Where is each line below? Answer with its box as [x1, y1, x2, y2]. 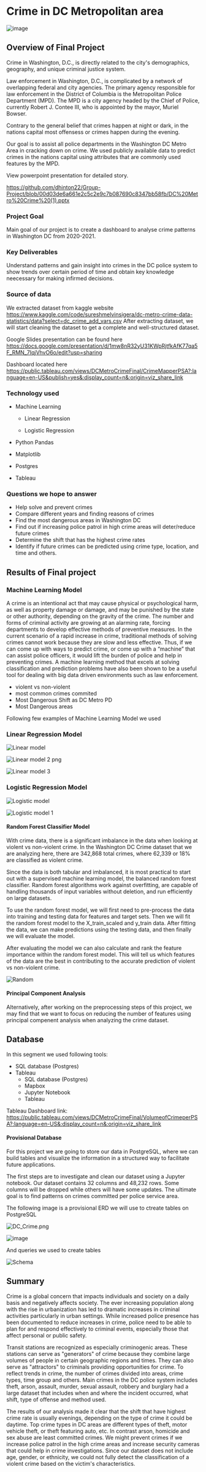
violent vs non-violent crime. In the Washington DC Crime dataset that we [6, 843, 192, 850]
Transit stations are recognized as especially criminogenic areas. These [6, 1344, 188, 1351]
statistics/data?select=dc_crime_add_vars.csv [6, 317, 123, 324]
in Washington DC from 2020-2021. [6, 232, 96, 240]
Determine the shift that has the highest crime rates [15, 536, 145, 544]
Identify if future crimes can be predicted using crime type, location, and [15, 542, 199, 550]
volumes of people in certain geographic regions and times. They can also [6, 1357, 194, 1364]
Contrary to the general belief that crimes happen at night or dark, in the [6, 122, 189, 129]
